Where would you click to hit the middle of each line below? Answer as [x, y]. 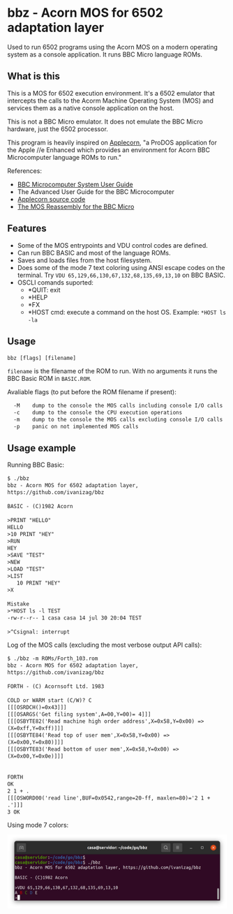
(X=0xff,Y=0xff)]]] [36, 728]
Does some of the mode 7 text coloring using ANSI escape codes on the [121, 267]
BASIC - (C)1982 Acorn [40, 507]
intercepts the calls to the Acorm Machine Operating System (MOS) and [111, 100]
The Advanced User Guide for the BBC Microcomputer [96, 192]
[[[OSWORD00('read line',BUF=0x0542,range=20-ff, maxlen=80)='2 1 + [109, 798]
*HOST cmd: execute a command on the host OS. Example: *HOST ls [127, 312]
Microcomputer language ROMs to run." [65, 157]
